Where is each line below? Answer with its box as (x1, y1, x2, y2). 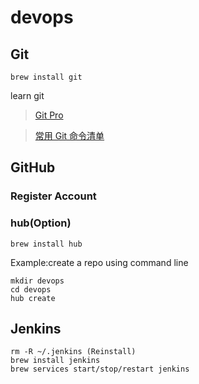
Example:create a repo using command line (10, 256, 189, 268)
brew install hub (10, 239, 83, 249)
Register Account (10, 189, 97, 203)
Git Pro (34, 109, 64, 121)
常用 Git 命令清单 (34, 130, 105, 141)
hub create (10, 293, 56, 303)
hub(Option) (10, 216, 72, 230)
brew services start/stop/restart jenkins (10, 364, 190, 375)
